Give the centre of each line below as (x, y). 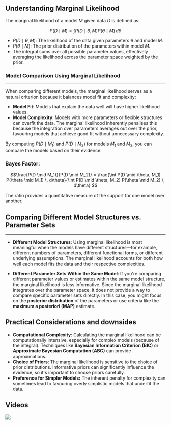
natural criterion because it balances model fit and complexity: (71, 97)
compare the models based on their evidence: (53, 150)
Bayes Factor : (23, 163)
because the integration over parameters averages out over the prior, (85, 128)
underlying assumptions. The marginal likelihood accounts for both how (88, 258)
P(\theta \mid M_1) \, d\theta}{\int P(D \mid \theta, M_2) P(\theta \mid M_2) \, (85, 180)
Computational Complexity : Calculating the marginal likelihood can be (87, 335)
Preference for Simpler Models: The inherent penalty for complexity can (89, 378)
